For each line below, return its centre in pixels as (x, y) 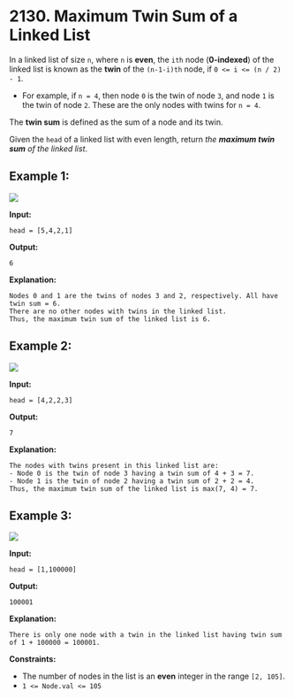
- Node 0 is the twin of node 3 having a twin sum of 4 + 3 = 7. (132, 473)
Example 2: (41, 346)
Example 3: (41, 515)
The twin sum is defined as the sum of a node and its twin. (116, 122)
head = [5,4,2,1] (41, 230)
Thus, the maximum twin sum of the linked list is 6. (110, 319)
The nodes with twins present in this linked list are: (114, 465)
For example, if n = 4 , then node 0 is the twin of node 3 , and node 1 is (148, 96)
